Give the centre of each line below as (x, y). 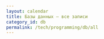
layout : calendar (27, 11)
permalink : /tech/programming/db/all (52, 27)
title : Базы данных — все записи (47, 17)
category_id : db (26, 22)
